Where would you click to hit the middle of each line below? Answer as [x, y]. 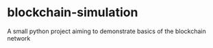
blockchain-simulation [73, 13]
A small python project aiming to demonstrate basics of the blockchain [107, 31]
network [19, 38]
